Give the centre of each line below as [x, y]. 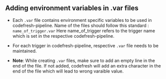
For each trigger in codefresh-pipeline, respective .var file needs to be [85, 45]
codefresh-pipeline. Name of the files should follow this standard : [80, 25]
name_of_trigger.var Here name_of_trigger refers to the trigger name [84, 31]
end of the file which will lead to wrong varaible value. [68, 71]
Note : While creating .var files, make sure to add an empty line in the [83, 60]
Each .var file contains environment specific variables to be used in [82, 20]
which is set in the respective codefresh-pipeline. [63, 36]
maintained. [24, 51]
